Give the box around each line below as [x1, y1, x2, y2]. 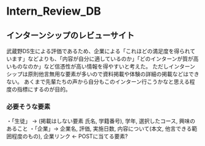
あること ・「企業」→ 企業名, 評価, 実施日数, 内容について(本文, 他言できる [6, 125, 192, 133]
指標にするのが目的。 [17, 86, 72, 93]
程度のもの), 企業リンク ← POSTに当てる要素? [11, 133, 129, 140]
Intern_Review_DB [6, 4, 101, 18]
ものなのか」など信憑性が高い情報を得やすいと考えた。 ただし [11, 63, 169, 70]
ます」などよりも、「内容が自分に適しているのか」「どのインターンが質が [11, 55, 194, 62]
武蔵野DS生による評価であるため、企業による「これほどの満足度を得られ [6, 48, 190, 54]
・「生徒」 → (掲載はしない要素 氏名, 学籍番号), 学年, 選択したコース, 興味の [6, 117, 196, 125]
